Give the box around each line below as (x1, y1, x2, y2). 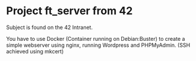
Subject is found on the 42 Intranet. (6, 24, 93, 31)
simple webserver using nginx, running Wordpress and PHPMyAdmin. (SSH (6, 41, 191, 49)
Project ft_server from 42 (6, 4, 133, 18)
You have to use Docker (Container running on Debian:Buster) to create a (6, 35, 185, 42)
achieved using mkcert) (6, 47, 64, 54)
